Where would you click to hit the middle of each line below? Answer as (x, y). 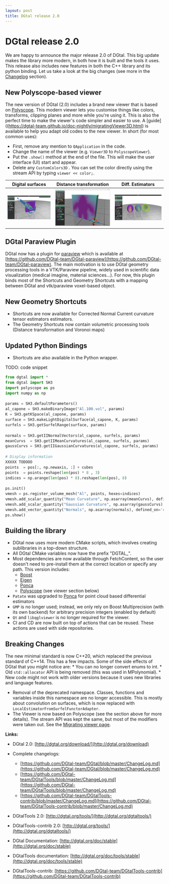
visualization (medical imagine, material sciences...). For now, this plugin (80, 275)
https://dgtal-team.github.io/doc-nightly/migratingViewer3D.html (75, 126)
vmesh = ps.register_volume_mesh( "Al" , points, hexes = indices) (73, 494)
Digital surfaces (29, 184)
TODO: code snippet (26, 367)
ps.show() (16, 515)
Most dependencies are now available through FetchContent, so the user (88, 559)
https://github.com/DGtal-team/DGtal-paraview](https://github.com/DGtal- (84, 259)
